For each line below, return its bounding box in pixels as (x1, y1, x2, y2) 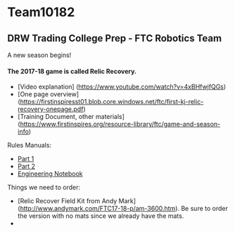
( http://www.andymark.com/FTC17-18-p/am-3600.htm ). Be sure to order (17, 205, 229, 213)
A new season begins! (7, 51, 72, 59)
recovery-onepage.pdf (17, 105, 84, 113)
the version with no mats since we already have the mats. (17, 212, 184, 220)
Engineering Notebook (17, 169, 83, 178)
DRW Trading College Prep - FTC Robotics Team (7, 32, 222, 44)
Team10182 (7, 4, 75, 20)
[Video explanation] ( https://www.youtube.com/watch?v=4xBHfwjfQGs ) (17, 82, 227, 91)
